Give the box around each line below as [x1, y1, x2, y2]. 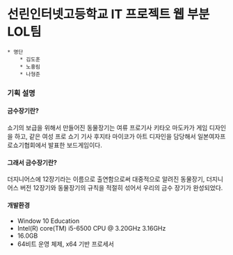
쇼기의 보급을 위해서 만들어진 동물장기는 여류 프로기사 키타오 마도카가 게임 [7, 123, 208, 132]
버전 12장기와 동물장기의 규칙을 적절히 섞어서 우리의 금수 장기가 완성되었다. [19, 184, 223, 192]
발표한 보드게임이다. [48, 141, 102, 150]
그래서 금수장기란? [7, 158, 58, 167]
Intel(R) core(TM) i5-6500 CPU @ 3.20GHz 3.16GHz [17, 224, 166, 233]
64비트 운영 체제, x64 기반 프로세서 [17, 240, 115, 248]
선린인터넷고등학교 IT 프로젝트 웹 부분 [7, 6, 210, 22]
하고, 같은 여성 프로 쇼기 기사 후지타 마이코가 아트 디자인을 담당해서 [14, 132, 196, 141]
